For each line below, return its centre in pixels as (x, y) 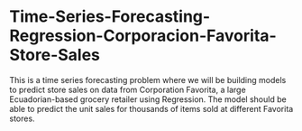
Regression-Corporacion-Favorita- (143, 36)
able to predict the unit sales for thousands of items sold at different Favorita (151, 108)
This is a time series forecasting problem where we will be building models (148, 80)
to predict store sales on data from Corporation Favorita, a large (128, 89)
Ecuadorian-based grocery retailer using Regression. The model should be (148, 99)
